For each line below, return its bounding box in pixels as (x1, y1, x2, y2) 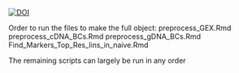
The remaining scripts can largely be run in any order (8, 56, 186, 65)
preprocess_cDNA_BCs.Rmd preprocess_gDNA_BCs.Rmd (8, 32, 202, 41)
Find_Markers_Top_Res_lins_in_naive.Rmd (8, 40, 149, 50)
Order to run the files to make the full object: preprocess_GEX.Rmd (8, 23, 232, 32)
